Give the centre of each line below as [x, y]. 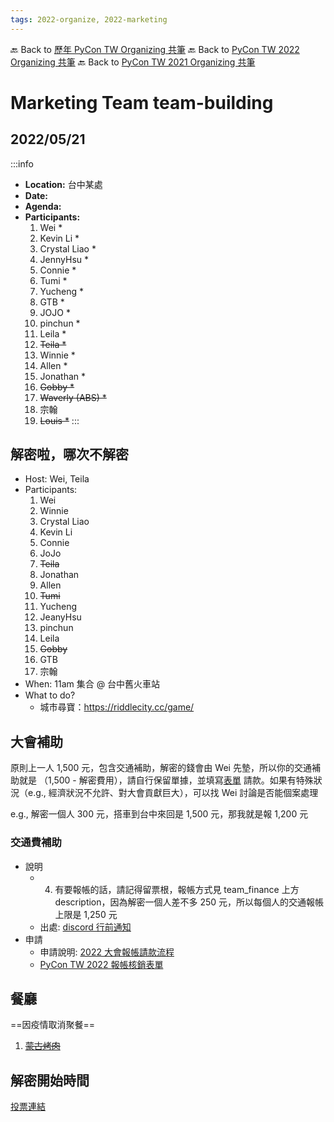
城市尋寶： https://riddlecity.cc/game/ [117, 707]
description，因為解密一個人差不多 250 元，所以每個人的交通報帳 [189, 902]
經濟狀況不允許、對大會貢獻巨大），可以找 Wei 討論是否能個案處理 [183, 793]
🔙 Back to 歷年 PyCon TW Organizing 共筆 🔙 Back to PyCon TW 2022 [155, 49]
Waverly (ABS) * [73, 397]
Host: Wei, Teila [57, 479]
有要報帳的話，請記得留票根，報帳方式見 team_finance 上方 [177, 889]
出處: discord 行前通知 [85, 927]
